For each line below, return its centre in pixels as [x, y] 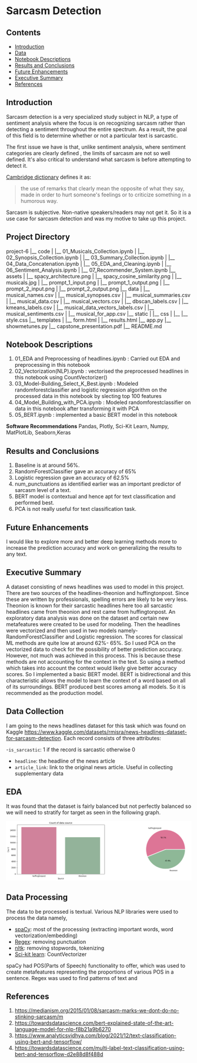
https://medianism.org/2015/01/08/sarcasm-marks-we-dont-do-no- [97, 1011]
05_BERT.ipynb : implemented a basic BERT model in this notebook [96, 415]
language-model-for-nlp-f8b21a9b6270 [63, 1029]
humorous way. [39, 200]
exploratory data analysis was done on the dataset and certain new [88, 618]
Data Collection [35, 712]
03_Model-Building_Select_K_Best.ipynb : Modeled [76, 384]
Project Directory [38, 237]
